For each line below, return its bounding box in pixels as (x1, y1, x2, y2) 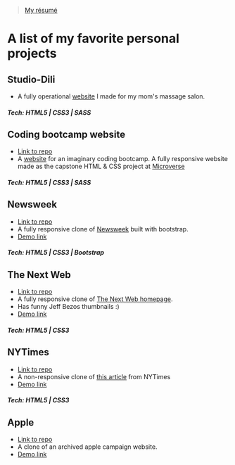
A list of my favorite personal (7, 31, 179, 46)
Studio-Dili (7, 73, 56, 85)
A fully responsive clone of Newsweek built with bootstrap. (17, 224, 189, 233)
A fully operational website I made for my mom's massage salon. (17, 92, 205, 101)
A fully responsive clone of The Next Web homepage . (17, 295, 173, 303)
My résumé (24, 6, 58, 14)
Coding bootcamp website (7, 128, 126, 140)
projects (7, 46, 58, 62)
